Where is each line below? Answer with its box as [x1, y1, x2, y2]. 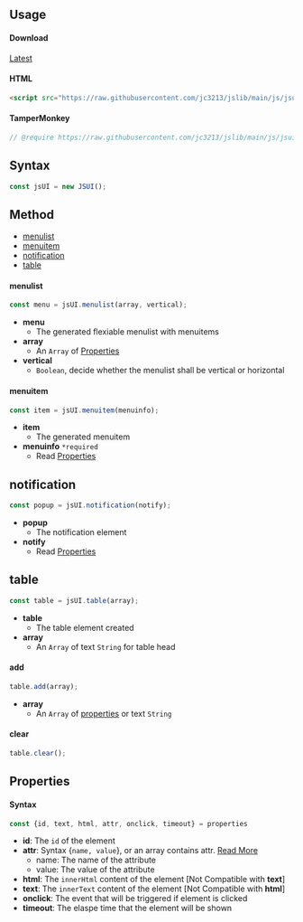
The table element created [35, 622, 134, 633]
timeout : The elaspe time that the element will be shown [22, 903, 233, 914]
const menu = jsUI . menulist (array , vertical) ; [9, 300, 188, 310]
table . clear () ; [9, 749, 67, 758]
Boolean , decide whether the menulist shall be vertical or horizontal [35, 365, 285, 376]
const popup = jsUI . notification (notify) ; [9, 501, 171, 510]
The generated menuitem [35, 431, 131, 442]
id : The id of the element [22, 835, 115, 846]
